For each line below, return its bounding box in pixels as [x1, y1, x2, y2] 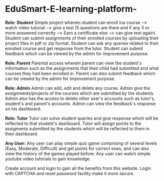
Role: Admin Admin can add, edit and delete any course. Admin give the [5, 85, 150, 91]
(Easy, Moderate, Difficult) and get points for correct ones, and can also [5, 145, 150, 151]
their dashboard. [5, 131, 39, 137]
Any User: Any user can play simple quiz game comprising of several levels [5, 140, 157, 146]
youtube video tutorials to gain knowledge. [5, 156, 91, 161]
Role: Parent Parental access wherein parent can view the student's [5, 60, 142, 66]
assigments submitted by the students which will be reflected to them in [5, 125, 150, 131]
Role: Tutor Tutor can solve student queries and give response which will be [5, 115, 159, 121]
